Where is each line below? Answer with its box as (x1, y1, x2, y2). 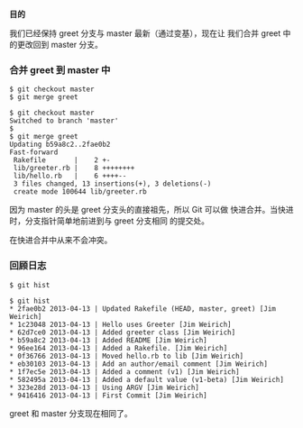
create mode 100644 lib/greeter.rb (13, 187, 147, 196)
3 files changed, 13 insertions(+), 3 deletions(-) (13, 179, 212, 188)
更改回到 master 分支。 (16, 40, 104, 50)
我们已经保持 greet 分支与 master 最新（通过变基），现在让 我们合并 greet (9, 28, 281, 39)
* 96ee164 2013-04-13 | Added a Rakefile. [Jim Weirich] (9, 343, 228, 352)
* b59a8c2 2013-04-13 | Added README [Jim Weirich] (9, 335, 207, 345)
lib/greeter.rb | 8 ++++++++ (13, 164, 135, 173)
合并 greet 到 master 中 (9, 63, 111, 76)
